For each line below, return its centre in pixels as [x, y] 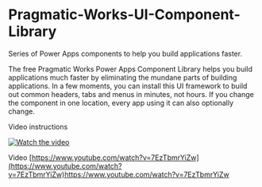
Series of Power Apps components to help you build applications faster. [125, 53]
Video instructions [38, 127]
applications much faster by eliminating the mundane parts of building [123, 77]
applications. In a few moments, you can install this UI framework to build [128, 86]
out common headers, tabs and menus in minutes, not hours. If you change [131, 94]
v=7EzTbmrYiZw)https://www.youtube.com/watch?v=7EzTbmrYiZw [119, 174]
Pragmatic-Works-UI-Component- [124, 15]
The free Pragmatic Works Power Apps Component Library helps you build [130, 68]
